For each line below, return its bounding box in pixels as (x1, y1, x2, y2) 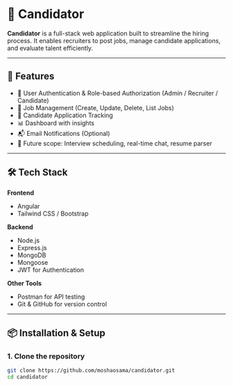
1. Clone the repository (7, 351, 85, 361)
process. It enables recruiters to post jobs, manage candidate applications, (7, 36, 221, 44)
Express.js (17, 243, 47, 252)
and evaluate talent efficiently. (7, 44, 94, 52)
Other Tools (7, 279, 42, 287)
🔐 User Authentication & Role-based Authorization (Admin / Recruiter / (17, 89, 218, 97)
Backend (7, 222, 33, 231)
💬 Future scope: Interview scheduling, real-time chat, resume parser (17, 139, 213, 148)
